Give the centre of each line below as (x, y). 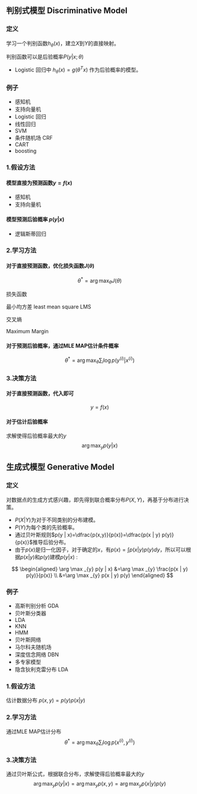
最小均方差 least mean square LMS (49, 307)
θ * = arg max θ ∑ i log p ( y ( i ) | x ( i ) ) (100, 360)
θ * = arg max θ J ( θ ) (100, 281)
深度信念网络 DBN (37, 654)
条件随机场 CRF (34, 138)
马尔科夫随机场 (33, 647)
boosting (26, 151)
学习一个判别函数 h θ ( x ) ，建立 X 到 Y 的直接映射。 (63, 44)
